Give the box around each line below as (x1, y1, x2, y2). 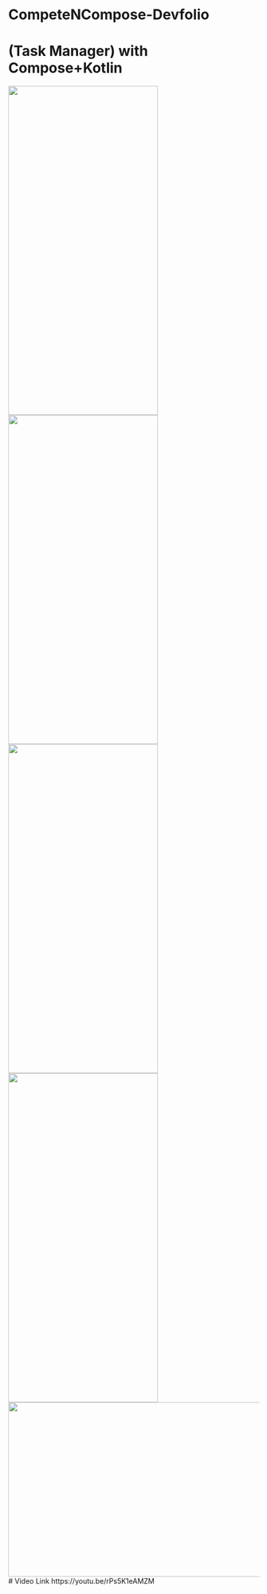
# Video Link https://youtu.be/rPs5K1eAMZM (8, 1576, 155, 1586)
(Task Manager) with (8, 42, 149, 61)
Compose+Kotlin (8, 59, 123, 77)
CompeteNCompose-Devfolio (8, 6, 210, 24)
